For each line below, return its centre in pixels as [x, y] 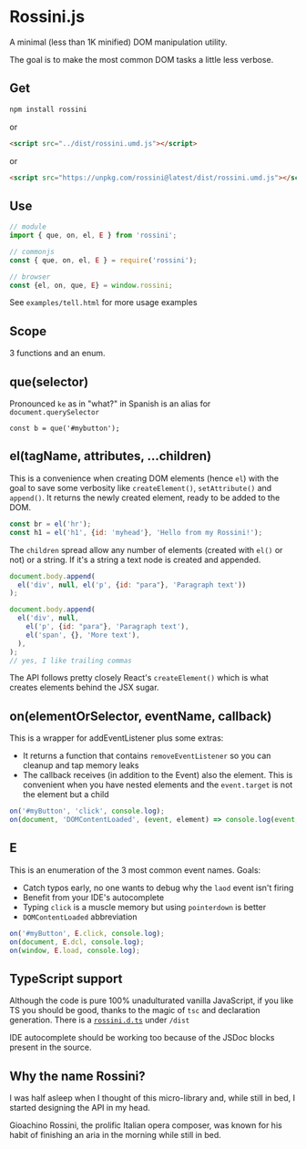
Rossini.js [47, 17]
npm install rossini [49, 109]
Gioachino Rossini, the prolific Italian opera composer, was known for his [146, 1125]
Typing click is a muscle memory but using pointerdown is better [144, 907]
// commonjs [32, 251]
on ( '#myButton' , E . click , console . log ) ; [87, 933]
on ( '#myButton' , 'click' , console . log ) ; [87, 811]
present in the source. [51, 1047]
